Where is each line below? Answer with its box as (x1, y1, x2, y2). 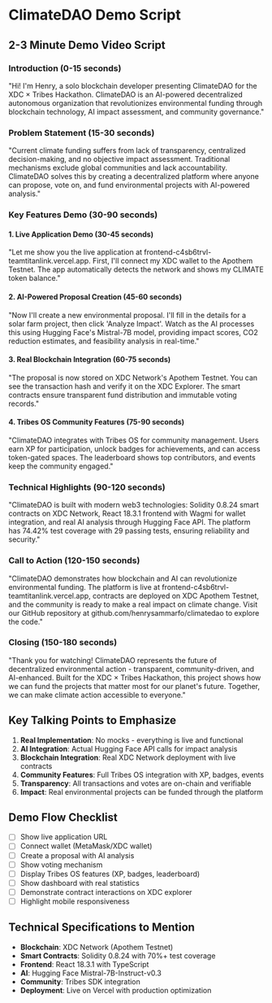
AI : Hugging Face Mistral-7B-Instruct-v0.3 (19, 968, 162, 978)
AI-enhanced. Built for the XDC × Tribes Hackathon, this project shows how (8, 673, 261, 682)
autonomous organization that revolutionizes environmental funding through (8, 98, 263, 107)
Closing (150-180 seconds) (8, 637, 118, 648)
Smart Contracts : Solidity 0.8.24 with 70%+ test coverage (19, 950, 216, 961)
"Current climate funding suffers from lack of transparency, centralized (8, 146, 246, 155)
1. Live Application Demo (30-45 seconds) (8, 229, 154, 239)
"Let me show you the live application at (8, 247, 143, 257)
